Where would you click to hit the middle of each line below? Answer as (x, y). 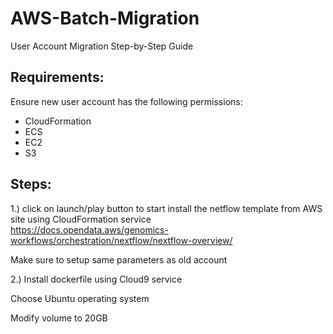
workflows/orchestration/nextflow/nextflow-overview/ (121, 240)
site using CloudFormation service (81, 219)
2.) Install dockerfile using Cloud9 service (96, 279)
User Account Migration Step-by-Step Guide (102, 46)
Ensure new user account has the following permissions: (126, 101)
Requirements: (57, 77)
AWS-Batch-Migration (105, 18)
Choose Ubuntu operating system (80, 298)
